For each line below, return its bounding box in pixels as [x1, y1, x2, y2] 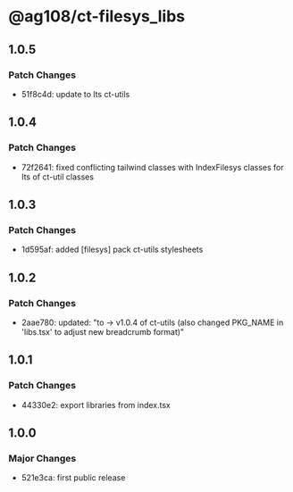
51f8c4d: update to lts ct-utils [21, 88, 130, 99]
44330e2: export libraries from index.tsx [21, 399, 171, 410]
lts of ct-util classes [21, 171, 95, 182]
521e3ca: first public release [21, 472, 126, 483]
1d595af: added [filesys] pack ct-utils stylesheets [21, 244, 204, 255]
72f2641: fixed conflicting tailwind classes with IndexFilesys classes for [21, 162, 284, 172]
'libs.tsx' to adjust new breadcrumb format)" [21, 326, 185, 337]
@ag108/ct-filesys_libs [8, 6, 186, 27]
